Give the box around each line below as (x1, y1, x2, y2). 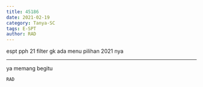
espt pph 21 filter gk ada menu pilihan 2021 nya (6, 47, 124, 55)
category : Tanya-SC (6, 20, 56, 26)
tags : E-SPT (6, 25, 36, 32)
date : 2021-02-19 (6, 14, 50, 20)
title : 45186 (6, 8, 39, 15)
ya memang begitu (6, 65, 53, 72)
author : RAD (6, 31, 36, 37)
